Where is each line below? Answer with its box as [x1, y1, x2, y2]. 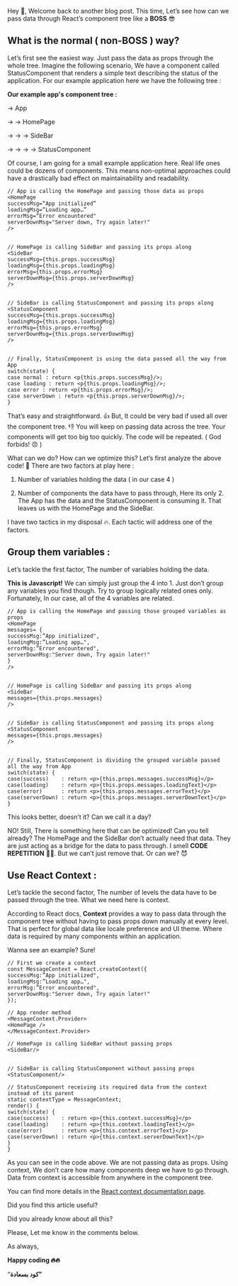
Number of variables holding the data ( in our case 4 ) [17, 475, 175, 483]
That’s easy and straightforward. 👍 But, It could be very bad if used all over [7, 412, 228, 420]
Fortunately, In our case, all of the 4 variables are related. [7, 593, 174, 603]
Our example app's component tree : [7, 89, 118, 99]
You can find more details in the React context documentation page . [7, 1187, 206, 1196]
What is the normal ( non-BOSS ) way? [7, 35, 180, 47]
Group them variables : [7, 546, 110, 559]
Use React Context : [7, 869, 97, 881]
